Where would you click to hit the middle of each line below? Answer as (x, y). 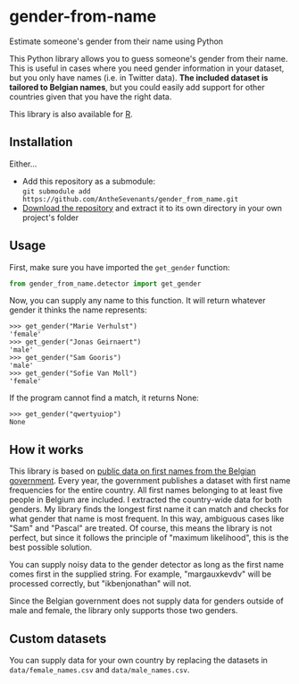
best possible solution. (50, 547)
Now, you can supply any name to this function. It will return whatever (137, 301)
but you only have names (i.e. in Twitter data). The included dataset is (139, 77)
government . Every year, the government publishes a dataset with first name (150, 481)
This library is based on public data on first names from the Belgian (133, 471)
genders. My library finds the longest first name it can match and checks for (149, 509)
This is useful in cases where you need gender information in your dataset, (147, 68)
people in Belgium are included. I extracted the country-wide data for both (146, 500)
